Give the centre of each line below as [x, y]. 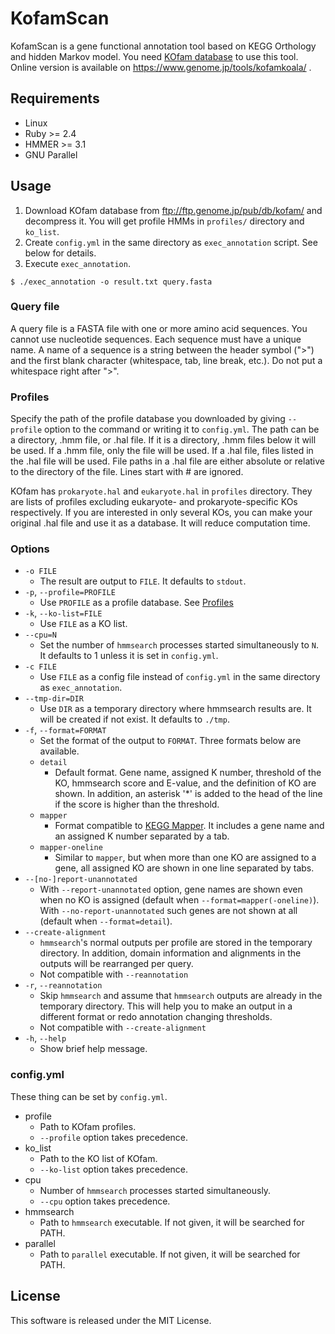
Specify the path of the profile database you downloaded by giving [148, 419]
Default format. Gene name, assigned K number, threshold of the [188, 773]
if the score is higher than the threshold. [137, 804]
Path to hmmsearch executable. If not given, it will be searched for [172, 1222]
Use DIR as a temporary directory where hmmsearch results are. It [175, 709]
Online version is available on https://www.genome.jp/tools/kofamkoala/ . [161, 67]
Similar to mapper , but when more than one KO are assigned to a [185, 858]
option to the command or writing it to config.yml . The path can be [182, 429]
